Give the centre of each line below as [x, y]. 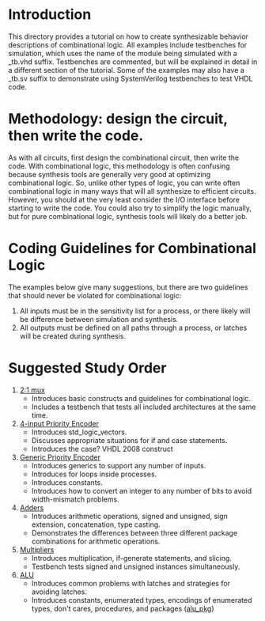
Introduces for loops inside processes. [94, 474]
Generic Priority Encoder [60, 457]
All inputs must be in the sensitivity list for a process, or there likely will [135, 311]
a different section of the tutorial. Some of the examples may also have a [127, 70]
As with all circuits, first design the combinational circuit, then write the [124, 157]
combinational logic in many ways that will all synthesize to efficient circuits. [132, 191]
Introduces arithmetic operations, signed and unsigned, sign [129, 516]
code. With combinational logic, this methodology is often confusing [119, 166]
